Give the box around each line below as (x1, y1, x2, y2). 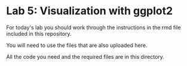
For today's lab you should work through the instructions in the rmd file (6, 24, 181, 31)
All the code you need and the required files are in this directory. (6, 53, 164, 60)
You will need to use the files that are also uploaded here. (6, 42, 148, 49)
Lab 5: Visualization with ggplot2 (6, 4, 173, 18)
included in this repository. (6, 30, 72, 37)
